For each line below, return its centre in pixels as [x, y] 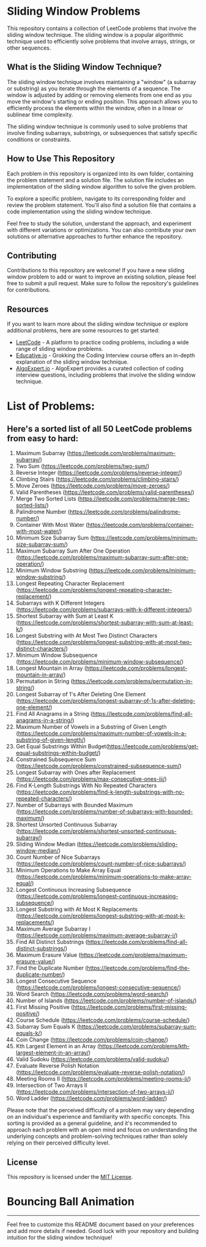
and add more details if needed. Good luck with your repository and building [103, 1230]
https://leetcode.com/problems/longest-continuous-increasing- [98, 896]
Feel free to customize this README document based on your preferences [101, 1224]
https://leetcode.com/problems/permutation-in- [133, 681]
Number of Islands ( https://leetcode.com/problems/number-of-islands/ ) [106, 1000]
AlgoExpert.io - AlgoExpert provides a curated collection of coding [100, 369]
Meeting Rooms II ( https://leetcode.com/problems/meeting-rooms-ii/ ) [103, 1079]
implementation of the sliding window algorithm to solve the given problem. [102, 186]
